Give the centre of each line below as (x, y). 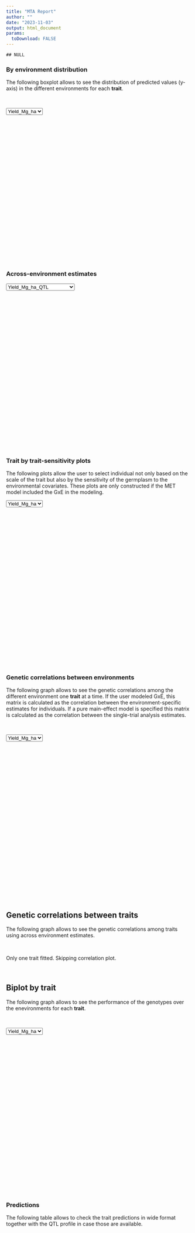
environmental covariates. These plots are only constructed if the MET (91, 486)
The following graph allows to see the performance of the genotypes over (95, 1002)
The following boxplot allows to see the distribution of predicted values (92, 82)
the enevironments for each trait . (46, 1008)
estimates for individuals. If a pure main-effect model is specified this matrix (98, 709)
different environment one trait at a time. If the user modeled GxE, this (91, 696)
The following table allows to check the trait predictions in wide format (91, 1218)
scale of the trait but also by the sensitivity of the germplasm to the (87, 479)
